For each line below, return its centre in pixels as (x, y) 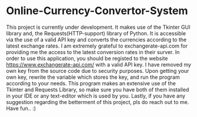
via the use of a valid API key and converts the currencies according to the (96, 39)
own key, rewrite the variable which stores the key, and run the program (93, 77)
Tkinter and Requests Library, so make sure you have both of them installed (98, 89)
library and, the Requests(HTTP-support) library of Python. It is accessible (96, 33)
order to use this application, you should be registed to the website (87, 58)
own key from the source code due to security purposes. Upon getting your (98, 71)
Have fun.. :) (21, 108)
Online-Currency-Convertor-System (97, 11)
